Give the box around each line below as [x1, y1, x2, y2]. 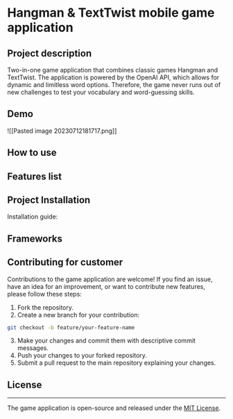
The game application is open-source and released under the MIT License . [7, 404, 221, 412]
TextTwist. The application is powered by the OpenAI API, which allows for [7, 73, 220, 81]
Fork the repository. [17, 303, 74, 311]
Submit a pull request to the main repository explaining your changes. [17, 358, 216, 367]
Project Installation [7, 193, 91, 206]
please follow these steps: [7, 290, 82, 298]
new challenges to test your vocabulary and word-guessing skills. [7, 88, 196, 96]
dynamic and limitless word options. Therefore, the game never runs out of [7, 81, 221, 88]
